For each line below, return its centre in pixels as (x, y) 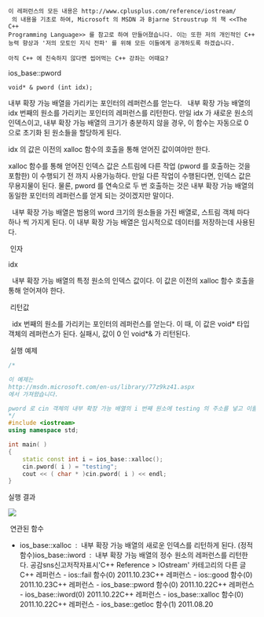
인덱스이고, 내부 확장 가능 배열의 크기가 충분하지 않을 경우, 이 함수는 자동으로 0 (128, 123)
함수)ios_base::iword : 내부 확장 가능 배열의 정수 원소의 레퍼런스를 (123, 555)
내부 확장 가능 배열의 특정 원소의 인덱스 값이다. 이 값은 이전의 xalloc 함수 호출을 (133, 281)
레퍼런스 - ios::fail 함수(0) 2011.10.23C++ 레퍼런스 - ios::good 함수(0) (144, 575)
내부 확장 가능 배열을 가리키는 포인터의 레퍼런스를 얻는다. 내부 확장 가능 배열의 (130, 103)
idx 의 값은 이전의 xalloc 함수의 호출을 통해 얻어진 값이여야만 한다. (109, 149)
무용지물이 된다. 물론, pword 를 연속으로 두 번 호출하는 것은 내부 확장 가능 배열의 (131, 186)
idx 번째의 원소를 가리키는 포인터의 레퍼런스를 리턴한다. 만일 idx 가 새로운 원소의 (131, 113)
